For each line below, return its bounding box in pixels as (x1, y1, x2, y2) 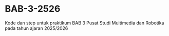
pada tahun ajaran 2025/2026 (5, 25, 68, 31)
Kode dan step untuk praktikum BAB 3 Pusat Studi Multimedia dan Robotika (5, 20, 164, 26)
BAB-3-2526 (5, 3, 61, 15)
